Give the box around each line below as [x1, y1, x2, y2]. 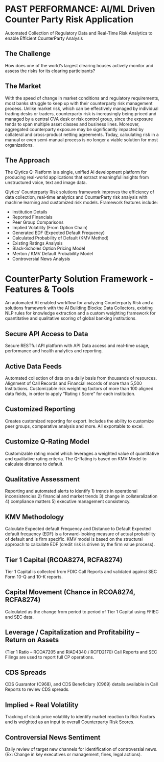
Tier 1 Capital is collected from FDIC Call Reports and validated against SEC [5, 569, 157, 575]
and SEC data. [5, 614, 34, 620]
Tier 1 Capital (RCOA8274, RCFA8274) [5, 555, 123, 564]
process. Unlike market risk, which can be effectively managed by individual [5, 105, 159, 111]
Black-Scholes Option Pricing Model [12, 245, 86, 251]
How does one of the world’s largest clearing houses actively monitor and [5, 62, 154, 68]
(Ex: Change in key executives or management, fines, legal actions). [5, 752, 142, 758]
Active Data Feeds [5, 362, 62, 370]
